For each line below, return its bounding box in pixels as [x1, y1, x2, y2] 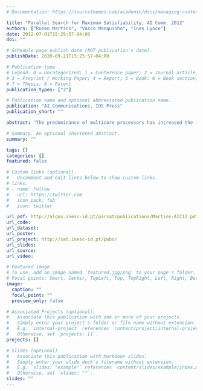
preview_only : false [11, 297, 63, 304]
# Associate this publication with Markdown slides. [6, 353, 147, 360]
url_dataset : [6, 225, 39, 231]
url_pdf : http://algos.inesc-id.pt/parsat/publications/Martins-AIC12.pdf [6, 214, 199, 220]
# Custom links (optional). [6, 169, 77, 175]
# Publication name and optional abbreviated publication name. [6, 97, 172, 103]
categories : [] [6, 152, 45, 159]
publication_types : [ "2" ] [6, 86, 71, 92]
